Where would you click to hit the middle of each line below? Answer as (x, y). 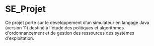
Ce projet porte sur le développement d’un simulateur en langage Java (77, 23)
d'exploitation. (20, 38)
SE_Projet (26, 9)
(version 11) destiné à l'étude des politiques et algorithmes (65, 27)
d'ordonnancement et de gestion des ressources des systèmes (70, 33)
